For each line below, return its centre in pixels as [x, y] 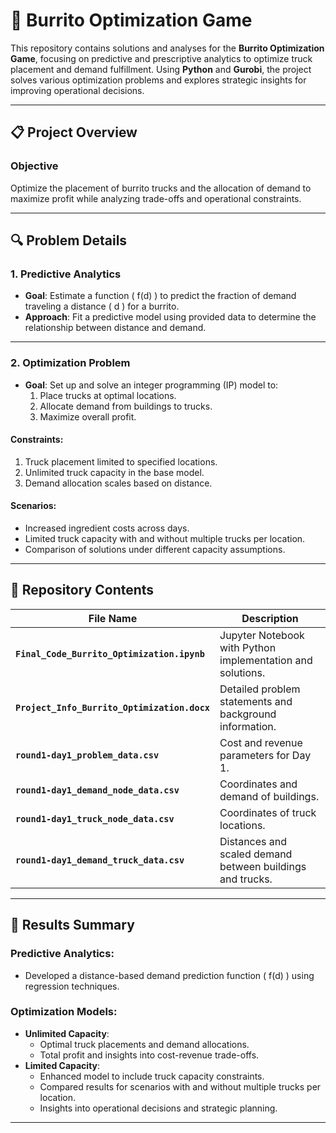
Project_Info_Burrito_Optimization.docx [112, 707]
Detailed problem [260, 689]
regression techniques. [72, 986]
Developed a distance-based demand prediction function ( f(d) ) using [169, 975]
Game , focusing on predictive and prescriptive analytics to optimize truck [161, 58]
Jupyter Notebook [262, 635]
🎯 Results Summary [72, 925]
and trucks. [246, 879]
